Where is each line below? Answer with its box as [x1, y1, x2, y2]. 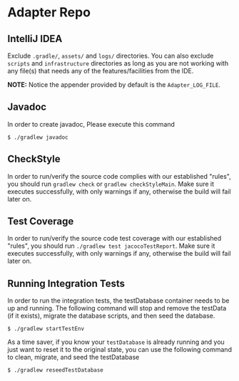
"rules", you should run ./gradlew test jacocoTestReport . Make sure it [7, 241, 215, 250]
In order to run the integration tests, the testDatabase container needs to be [7, 296, 230, 305]
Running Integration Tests [7, 277, 125, 289]
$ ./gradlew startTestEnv [7, 325, 84, 333]
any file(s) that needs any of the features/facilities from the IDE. [7, 67, 194, 75]
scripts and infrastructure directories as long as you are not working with [7, 59, 229, 68]
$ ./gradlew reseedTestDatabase [7, 367, 103, 374]
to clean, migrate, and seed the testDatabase [7, 353, 140, 362]
